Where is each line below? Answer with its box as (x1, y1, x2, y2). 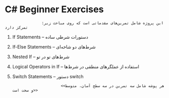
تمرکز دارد (5, 24, 28, 30)
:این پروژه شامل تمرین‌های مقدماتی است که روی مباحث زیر (41, 20, 164, 26)
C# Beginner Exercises (5, 4, 104, 15)
